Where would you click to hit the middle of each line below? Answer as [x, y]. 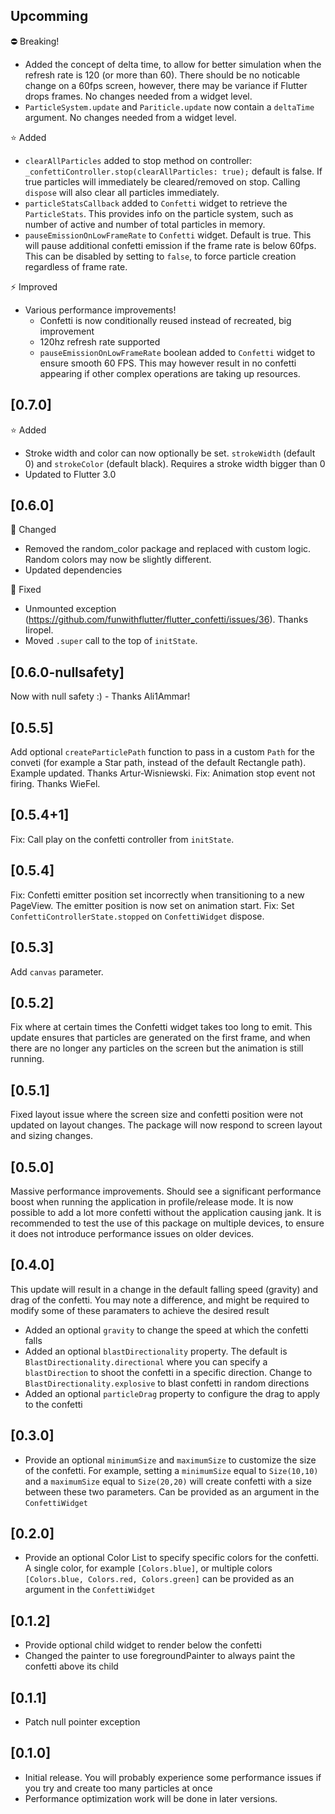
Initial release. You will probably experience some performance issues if [173, 1777]
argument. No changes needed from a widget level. [130, 117]
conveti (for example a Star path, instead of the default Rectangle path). [158, 763]
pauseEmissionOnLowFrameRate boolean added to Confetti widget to [177, 352]
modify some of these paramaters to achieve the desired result [140, 1310]
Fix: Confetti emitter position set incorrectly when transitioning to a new [157, 895]
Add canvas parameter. [57, 971]
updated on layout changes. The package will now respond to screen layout [166, 1125]
